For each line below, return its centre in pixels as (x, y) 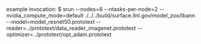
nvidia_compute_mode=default (45, 15)
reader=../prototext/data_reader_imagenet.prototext (71, 28)
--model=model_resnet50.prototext (51, 22)
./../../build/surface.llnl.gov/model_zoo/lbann (140, 15)
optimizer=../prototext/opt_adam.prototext (59, 34)
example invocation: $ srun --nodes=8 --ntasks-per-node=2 (82, 9)
